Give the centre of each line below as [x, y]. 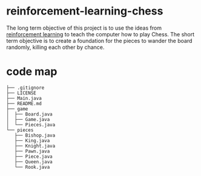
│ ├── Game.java [28, 119]
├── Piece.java [33, 156]
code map [32, 72]
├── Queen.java [33, 161]
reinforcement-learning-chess [85, 11]
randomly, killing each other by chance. [55, 47]
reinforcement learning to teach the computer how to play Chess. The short [100, 34]
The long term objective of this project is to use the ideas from [84, 28]
